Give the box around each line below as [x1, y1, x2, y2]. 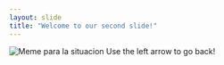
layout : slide [9, 12, 62, 22]
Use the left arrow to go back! [105, 45, 216, 56]
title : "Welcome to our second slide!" [9, 21, 158, 30]
